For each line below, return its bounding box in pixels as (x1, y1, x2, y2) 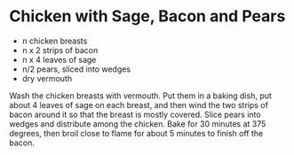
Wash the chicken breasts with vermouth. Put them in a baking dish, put (9, 90, 273, 101)
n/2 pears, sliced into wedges (21, 64, 131, 74)
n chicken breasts (21, 35, 88, 46)
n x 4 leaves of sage (21, 54, 97, 65)
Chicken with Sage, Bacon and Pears (9, 6, 286, 27)
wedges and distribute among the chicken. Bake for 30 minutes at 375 (9, 118, 266, 129)
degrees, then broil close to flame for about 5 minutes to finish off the (9, 128, 264, 138)
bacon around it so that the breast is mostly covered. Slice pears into (9, 109, 261, 120)
